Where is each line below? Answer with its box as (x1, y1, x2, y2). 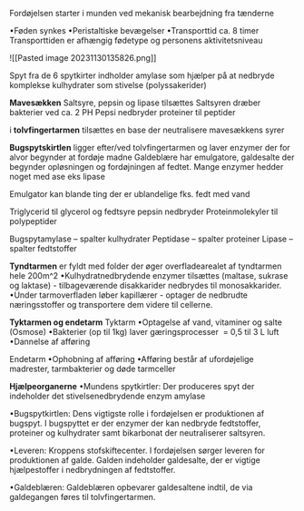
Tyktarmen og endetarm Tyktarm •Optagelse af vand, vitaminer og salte (9, 317, 283, 328)
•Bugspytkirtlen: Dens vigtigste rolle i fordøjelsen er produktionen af (9, 408, 265, 418)
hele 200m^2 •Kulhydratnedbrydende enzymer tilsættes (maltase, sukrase (9, 270, 289, 280)
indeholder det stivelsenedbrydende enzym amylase (9, 390, 206, 401)
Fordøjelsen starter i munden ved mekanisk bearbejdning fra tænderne (9, 8, 275, 18)
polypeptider (9, 216, 57, 226)
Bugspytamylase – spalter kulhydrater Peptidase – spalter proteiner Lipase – (9, 233, 293, 244)
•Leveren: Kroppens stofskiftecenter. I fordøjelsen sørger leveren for (9, 445, 266, 456)
